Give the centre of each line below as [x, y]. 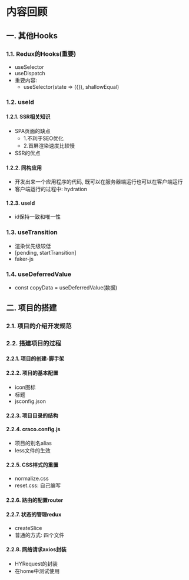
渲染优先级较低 [33, 246]
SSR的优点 [27, 153]
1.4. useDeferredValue [39, 274]
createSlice [28, 528]
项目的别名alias [33, 443]
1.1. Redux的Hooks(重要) [41, 54]
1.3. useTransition [32, 232]
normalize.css [31, 479]
